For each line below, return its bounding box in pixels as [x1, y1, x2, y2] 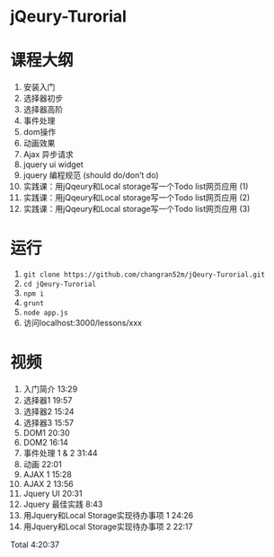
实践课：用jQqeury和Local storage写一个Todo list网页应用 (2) [22, 192, 251, 203]
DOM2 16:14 [22, 438, 68, 447]
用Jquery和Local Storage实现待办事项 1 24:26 [22, 510, 194, 520]
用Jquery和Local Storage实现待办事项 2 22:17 [22, 521, 193, 532]
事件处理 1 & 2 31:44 [22, 447, 98, 458]
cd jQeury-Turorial [22, 280, 97, 289]
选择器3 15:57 [22, 418, 75, 428]
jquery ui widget [22, 159, 84, 170]
